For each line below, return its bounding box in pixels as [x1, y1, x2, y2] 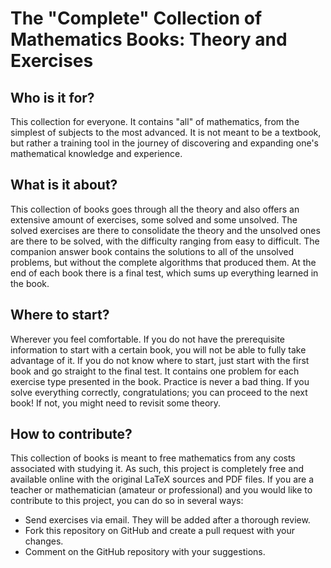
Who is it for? [10, 89, 95, 106]
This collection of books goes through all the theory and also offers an [10, 203, 300, 215]
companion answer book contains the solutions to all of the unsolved [10, 245, 295, 257]
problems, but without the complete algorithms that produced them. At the [10, 256, 317, 268]
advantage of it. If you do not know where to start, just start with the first [10, 354, 310, 366]
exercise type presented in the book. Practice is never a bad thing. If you [10, 375, 310, 387]
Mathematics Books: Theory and [10, 28, 288, 51]
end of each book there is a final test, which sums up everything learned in [10, 267, 319, 279]
